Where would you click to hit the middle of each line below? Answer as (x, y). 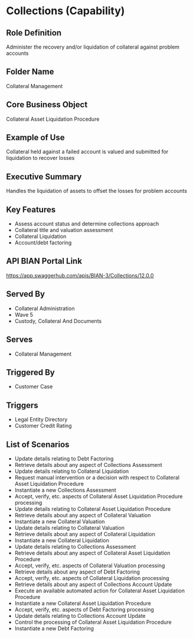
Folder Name (30, 72)
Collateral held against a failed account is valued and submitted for (87, 152)
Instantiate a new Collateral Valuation (60, 521)
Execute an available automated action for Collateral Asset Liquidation (99, 591)
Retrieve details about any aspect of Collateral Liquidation (85, 534)
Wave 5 (24, 314)
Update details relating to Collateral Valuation (70, 527)
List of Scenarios (38, 444)
